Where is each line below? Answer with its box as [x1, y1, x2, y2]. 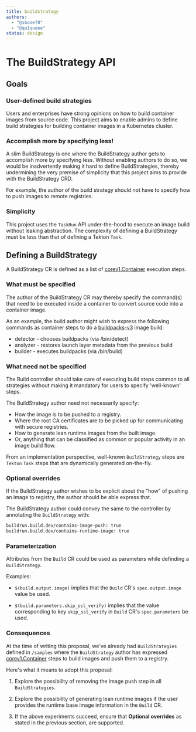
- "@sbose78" [11, 19, 43, 25]
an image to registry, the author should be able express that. [6, 494, 152, 501]
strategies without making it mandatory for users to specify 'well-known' [6, 382, 181, 389]
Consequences [6, 629, 51, 637]
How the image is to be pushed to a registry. [14, 411, 122, 418]
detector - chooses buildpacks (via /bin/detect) [14, 335, 129, 342]
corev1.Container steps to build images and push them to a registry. [6, 655, 169, 662]
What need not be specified [6, 362, 87, 370]
